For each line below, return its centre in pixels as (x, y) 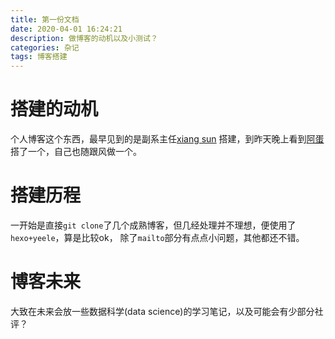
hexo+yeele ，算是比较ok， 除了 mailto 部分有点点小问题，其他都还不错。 (157, 237)
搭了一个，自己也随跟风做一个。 (76, 152)
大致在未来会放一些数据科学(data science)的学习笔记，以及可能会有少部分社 (167, 311)
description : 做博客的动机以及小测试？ (84, 38)
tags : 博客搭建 (39, 57)
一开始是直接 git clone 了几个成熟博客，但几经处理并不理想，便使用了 (153, 225)
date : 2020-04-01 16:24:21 (66, 29)
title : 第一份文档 (45, 19)
